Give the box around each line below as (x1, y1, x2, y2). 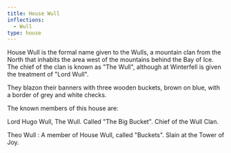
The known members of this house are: (7, 104, 119, 112)
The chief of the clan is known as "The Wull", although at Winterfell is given (7, 63, 222, 71)
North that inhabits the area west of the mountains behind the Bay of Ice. (7, 56, 214, 64)
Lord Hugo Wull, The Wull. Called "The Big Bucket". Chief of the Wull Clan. (7, 118, 219, 126)
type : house (7, 29, 41, 37)
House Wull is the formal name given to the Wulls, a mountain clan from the (7, 48, 221, 57)
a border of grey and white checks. (7, 91, 107, 99)
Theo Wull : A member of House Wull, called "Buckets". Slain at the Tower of (7, 131, 225, 139)
